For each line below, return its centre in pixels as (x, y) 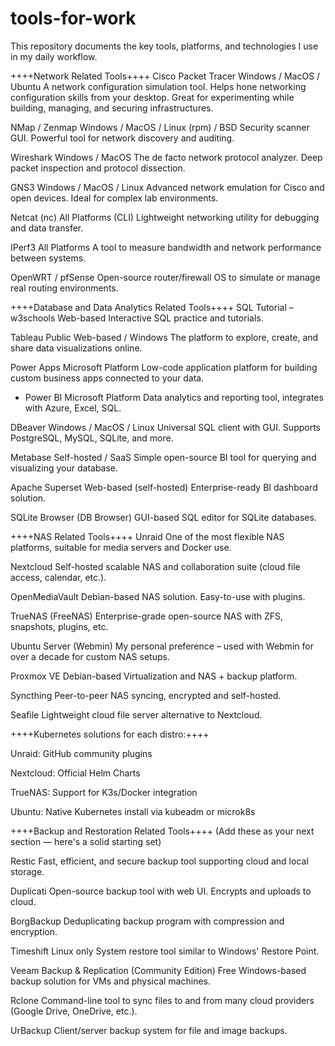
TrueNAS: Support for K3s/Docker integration (104, 792)
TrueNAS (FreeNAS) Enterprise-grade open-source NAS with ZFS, (147, 616)
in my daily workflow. (54, 56)
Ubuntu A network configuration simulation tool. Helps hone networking (158, 86)
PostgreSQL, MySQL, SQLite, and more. (92, 438)
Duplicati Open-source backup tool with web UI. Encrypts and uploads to (161, 891)
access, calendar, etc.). (58, 577)
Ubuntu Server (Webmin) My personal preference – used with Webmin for (162, 646)
